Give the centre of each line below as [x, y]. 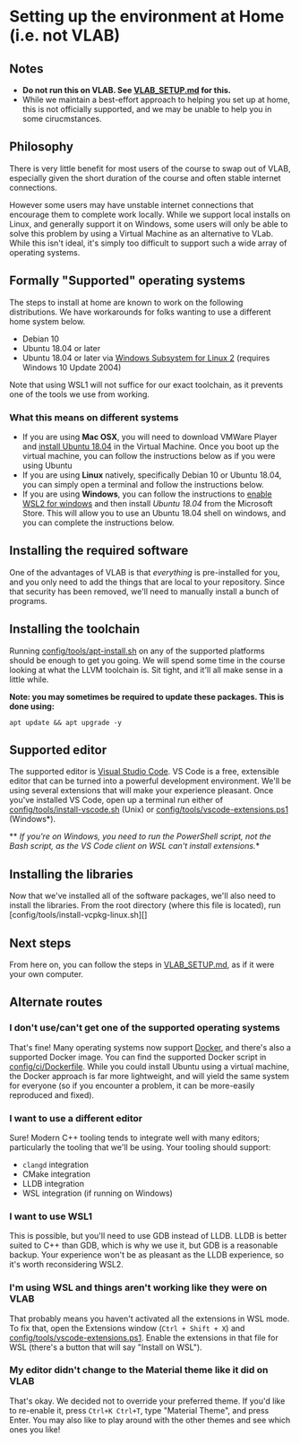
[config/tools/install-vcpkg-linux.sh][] [78, 915]
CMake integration [56, 1174]
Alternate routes [56, 1003]
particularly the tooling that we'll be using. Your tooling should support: [140, 1147]
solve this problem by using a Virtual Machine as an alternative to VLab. [141, 233]
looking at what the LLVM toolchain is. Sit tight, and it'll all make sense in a [146, 670]
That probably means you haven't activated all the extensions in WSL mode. [150, 1319]
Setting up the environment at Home [147, 17]
